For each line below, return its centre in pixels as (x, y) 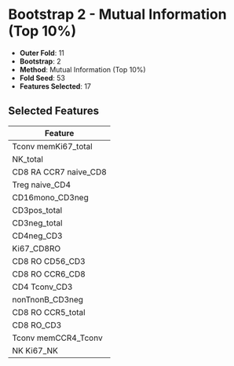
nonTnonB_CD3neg (48, 299)
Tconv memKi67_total (52, 146)
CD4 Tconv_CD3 (42, 287)
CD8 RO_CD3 (37, 325)
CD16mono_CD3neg (50, 197)
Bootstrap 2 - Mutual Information (117, 15)
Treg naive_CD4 (42, 185)
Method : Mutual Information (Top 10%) (83, 69)
